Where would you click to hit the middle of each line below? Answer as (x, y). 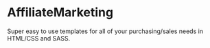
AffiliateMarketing (60, 13)
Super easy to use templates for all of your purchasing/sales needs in (105, 31)
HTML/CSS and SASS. (39, 38)
